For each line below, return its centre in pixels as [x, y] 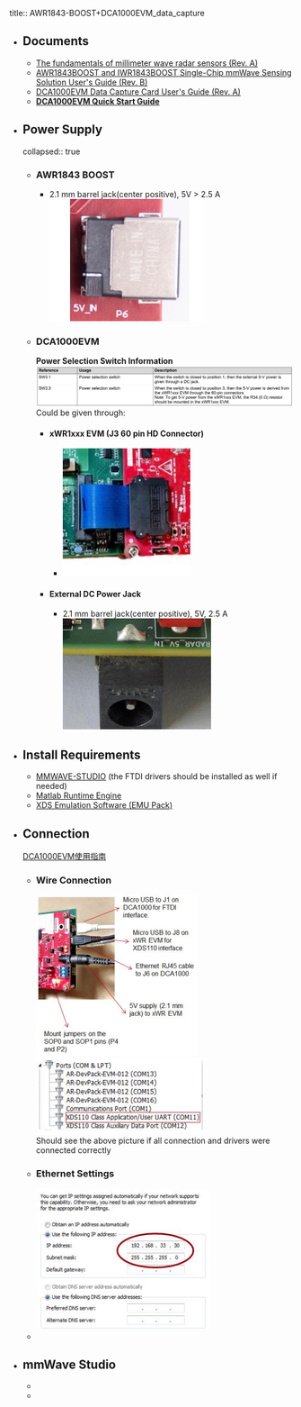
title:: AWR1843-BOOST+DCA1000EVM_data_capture [107, 13]
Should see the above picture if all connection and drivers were [153, 1141]
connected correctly [73, 1150]
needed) [51, 786]
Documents [56, 41]
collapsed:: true [51, 151]
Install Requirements [81, 754]
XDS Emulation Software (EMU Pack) [104, 805]
